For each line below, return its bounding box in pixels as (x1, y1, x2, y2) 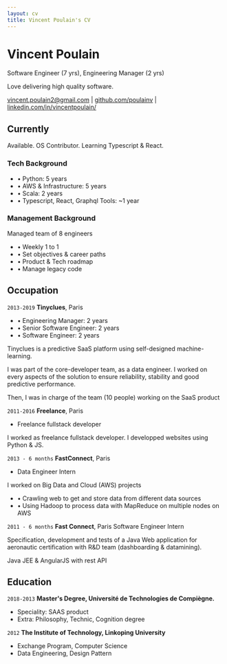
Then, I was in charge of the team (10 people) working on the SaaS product (7, 393, 220, 401)
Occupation (7, 284, 58, 297)
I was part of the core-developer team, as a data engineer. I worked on (7, 365, 208, 373)
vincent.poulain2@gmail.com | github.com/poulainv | (7, 96, 157, 104)
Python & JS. (7, 440, 44, 449)
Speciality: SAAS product (17, 608, 89, 616)
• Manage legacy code (17, 264, 83, 273)
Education (7, 576, 52, 588)
